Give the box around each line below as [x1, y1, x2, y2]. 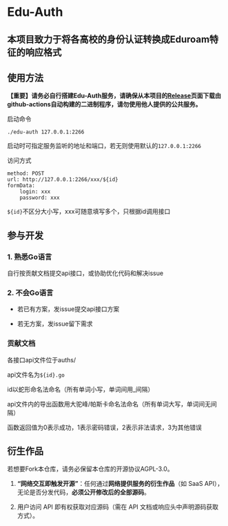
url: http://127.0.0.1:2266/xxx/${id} [7, 176, 118, 183]
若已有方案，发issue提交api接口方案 [17, 305, 120, 313]
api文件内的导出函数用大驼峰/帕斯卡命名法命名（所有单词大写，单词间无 [7, 400, 211, 408]
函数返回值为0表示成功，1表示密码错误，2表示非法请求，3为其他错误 [7, 423, 202, 431]
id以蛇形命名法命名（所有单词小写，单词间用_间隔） [7, 385, 154, 393]
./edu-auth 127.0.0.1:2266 [7, 129, 85, 135]
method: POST [7, 170, 45, 177]
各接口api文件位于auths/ [7, 355, 76, 364]
